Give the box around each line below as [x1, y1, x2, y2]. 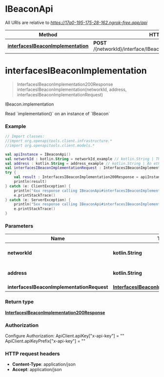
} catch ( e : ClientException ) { [5, 183, 71, 189]
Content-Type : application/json [12, 361, 76, 367]
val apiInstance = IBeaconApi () [5, 152, 71, 157]
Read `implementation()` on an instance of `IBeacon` [5, 111, 110, 116]
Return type [5, 298, 34, 305]
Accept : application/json [12, 367, 62, 373]
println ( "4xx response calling [14, 188, 78, 193]
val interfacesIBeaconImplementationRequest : [5, 165, 102, 171]
